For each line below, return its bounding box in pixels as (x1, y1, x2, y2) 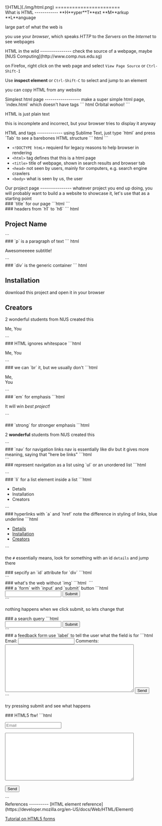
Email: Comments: (5, 638, 99, 644)
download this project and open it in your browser (5, 289, 105, 295)
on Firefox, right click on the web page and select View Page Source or (5, 63, 146, 68)
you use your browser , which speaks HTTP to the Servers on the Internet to (5, 34, 157, 39)
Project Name (5, 220, 47, 228)
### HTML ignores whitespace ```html (5, 341, 81, 347)
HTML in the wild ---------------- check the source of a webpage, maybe (5, 48, 152, 54)
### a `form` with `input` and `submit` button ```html (5, 585, 108, 591)
